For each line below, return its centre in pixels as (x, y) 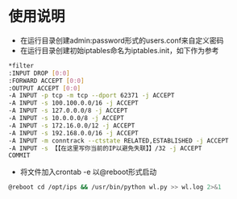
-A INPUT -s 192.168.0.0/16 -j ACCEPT (73, 133)
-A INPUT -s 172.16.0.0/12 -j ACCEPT (72, 126)
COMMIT (19, 155)
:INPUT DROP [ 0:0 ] (39, 73)
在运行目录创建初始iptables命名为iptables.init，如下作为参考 (119, 50)
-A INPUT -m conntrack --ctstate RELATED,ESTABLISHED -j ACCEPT (118, 141)
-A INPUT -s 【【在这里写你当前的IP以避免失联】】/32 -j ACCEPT (105, 148)
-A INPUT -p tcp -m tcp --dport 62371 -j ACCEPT (91, 96)
